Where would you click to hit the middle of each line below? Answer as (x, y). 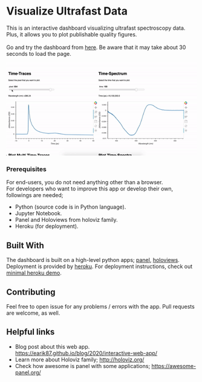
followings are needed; (35, 195)
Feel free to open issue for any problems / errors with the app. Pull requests (100, 306)
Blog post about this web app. (52, 346)
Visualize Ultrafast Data (67, 11)
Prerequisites (26, 169)
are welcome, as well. (33, 313)
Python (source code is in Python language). (70, 207)
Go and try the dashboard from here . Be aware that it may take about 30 (96, 47)
